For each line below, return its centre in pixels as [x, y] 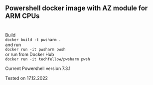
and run [13, 44]
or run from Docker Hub [30, 54]
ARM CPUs [22, 16]
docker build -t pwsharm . [33, 39]
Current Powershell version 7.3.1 [38, 68]
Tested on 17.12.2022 [27, 78]
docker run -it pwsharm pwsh [35, 49]
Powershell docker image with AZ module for [76, 8]
